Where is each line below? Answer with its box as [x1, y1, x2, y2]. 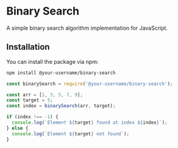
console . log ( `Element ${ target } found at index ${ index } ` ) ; [12, 119, 168, 126]
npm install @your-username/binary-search [6, 70, 116, 76]
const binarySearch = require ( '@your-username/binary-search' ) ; [6, 81, 173, 87]
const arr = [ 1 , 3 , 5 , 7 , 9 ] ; [6, 92, 84, 98]
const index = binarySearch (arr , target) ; [6, 103, 116, 109]
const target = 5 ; [6, 97, 53, 104]
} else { [6, 125, 29, 131]
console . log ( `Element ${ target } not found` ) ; [12, 130, 130, 137]
